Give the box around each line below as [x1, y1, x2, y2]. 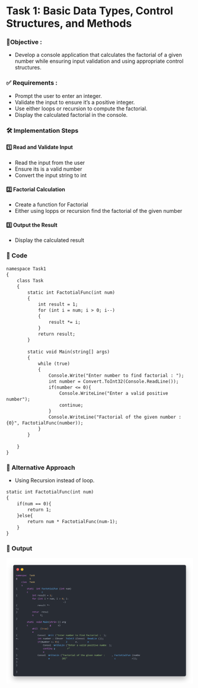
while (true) [37, 361, 70, 367]
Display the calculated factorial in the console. [14, 111, 128, 118]
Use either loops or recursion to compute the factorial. [14, 105, 148, 112]
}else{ [17, 512, 33, 518]
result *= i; [48, 319, 81, 325]
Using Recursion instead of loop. [14, 476, 95, 484]
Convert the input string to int [14, 171, 87, 179]
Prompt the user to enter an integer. [14, 92, 103, 99]
